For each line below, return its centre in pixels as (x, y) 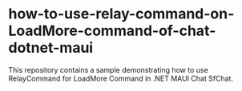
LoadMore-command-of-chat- (112, 31)
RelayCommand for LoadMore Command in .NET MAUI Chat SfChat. (121, 78)
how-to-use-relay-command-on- (121, 14)
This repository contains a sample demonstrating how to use (108, 69)
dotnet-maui (51, 48)
